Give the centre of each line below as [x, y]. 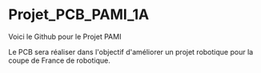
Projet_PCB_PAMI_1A [79, 15]
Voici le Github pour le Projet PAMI [65, 36]
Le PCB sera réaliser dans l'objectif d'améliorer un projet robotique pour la [131, 52]
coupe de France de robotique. [59, 60]
